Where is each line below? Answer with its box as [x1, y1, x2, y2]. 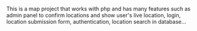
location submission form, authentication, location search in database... [6, 18, 187, 25]
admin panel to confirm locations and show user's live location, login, [6, 12, 181, 19]
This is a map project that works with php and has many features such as [6, 5, 191, 12]
